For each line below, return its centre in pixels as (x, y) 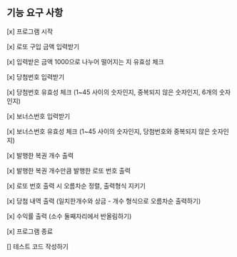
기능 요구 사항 (35, 13)
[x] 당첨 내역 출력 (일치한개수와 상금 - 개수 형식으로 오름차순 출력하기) (104, 201)
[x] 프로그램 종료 (30, 231)
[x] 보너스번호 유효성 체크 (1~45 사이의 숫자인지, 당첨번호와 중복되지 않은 (109, 131)
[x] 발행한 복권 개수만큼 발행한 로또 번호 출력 (69, 171)
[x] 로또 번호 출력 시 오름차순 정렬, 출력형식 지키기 (76, 186)
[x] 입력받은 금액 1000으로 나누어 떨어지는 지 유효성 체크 (86, 61)
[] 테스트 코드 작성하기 (37, 246)
